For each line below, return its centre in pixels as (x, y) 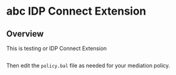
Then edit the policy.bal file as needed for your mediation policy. (88, 66)
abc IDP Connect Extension (76, 11)
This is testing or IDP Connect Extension (57, 48)
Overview (25, 34)
